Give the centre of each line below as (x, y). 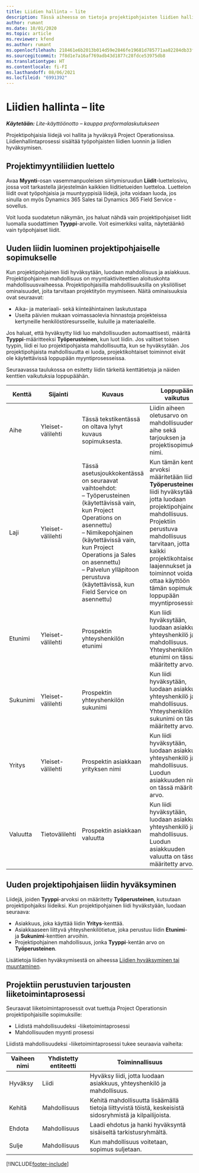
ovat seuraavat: (25, 297)
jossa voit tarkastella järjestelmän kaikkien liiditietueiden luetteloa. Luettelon (99, 187)
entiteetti (63, 1066)
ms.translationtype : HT (36, 61)
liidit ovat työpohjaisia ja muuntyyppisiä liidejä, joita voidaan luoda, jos (91, 193)
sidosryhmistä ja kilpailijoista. (130, 1115)
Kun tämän (164, 462)
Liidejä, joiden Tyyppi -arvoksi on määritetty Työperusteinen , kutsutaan (94, 899)
